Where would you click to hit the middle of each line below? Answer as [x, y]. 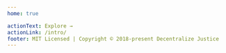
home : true [23, 13]
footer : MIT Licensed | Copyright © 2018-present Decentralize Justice [113, 39]
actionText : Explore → [40, 26]
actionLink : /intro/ [37, 32]
